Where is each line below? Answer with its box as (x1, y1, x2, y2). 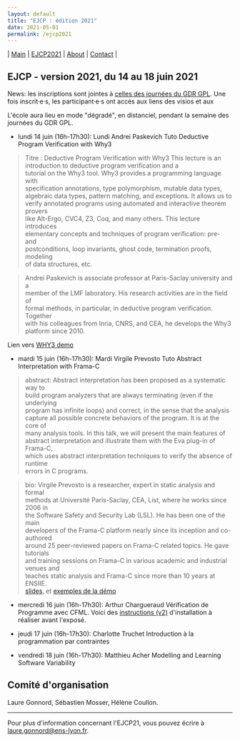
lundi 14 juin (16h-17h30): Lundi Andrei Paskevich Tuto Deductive (17, 133, 209, 141)
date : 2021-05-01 (7, 24, 59, 31)
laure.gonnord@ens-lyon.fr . (7, 726, 89, 735)
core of (24, 422, 46, 430)
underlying (24, 399, 57, 407)
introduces (24, 222, 57, 230)
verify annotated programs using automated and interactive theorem (24, 199, 226, 208)
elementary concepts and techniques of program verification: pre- (24, 230, 221, 238)
